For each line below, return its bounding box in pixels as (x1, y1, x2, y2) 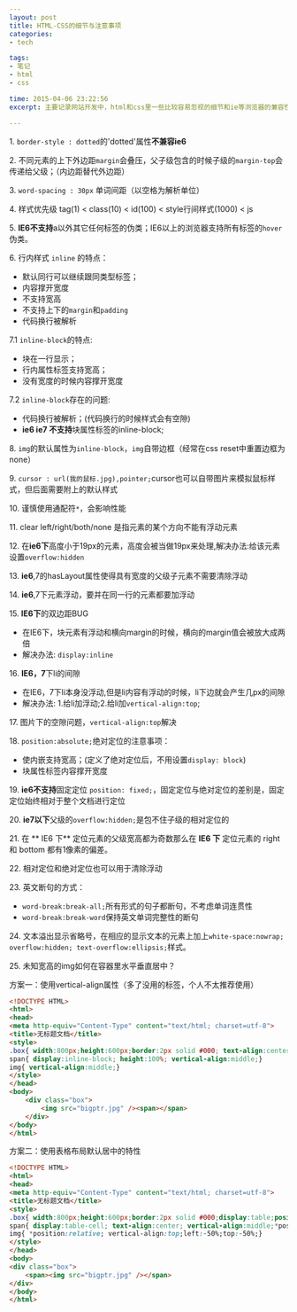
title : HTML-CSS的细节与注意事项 (9, 21, 122, 30)
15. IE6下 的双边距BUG (9, 608, 89, 619)
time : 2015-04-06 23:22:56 (9, 94, 109, 103)
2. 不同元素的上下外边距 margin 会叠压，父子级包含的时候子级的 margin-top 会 (9, 154, 284, 165)
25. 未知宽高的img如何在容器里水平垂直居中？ (9, 960, 176, 971)
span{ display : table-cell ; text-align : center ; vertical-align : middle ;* (9, 1221, 278, 1230)
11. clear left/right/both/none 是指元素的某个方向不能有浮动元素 (9, 521, 239, 532)
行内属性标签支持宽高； (21, 364, 108, 375)
